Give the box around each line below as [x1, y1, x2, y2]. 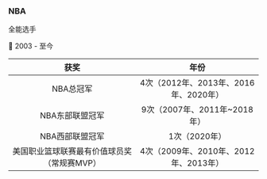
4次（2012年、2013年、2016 [140, 78, 255, 89]
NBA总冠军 [51, 83, 93, 94]
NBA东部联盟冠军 [39, 110, 105, 121]
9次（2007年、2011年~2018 [141, 105, 254, 116]
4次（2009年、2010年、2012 [140, 146, 255, 157]
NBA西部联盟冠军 [39, 131, 105, 142]
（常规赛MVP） [43, 158, 102, 169]
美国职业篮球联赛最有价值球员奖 [12, 146, 133, 157]
